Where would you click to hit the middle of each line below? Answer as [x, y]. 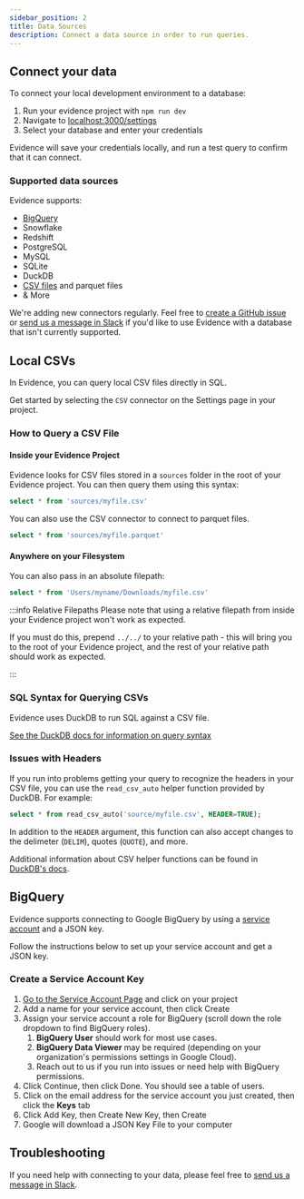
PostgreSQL [45, 247]
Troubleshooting [58, 1153]
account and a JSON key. [57, 929]
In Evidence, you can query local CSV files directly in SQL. [118, 383]
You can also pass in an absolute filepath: [87, 576]
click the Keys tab [56, 1105]
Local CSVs [42, 361]
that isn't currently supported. [65, 332]
